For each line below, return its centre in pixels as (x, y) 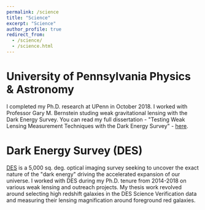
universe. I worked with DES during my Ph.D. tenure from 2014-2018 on (96, 181)
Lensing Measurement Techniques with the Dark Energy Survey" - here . (97, 126)
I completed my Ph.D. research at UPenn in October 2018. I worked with (97, 106)
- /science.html (33, 47)
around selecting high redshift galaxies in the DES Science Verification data (102, 193)
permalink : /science (33, 12)
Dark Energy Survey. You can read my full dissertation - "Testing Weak (96, 119)
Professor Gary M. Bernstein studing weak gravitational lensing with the (97, 113)
